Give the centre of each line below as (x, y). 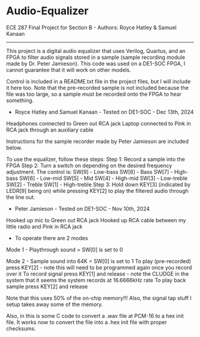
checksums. (21, 328)
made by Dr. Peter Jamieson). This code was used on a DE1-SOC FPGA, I (96, 63)
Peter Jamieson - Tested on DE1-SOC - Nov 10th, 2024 (82, 208)
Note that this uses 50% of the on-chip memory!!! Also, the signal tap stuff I (99, 298)
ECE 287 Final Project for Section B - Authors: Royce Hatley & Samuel (91, 27)
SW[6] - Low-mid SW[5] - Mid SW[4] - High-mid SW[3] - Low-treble (103, 178)
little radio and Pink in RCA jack (44, 226)
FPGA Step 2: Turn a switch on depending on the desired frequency (89, 166)
